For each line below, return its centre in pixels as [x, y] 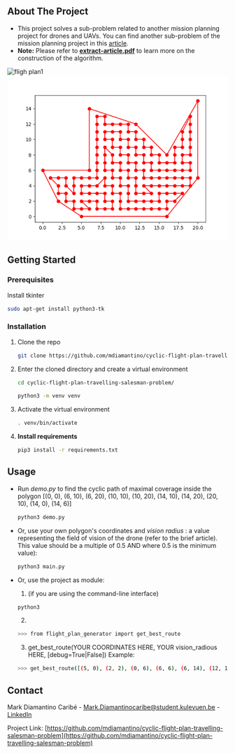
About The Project [48, 12]
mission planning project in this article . [73, 43]
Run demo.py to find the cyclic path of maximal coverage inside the [114, 488]
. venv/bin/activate [47, 423]
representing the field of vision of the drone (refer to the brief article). [117, 538]
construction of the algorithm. [60, 58]
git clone [32, 356]
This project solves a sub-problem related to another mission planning [119, 28]
